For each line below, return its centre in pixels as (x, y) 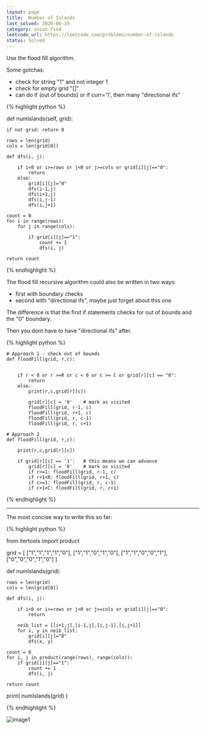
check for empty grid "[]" (47, 88)
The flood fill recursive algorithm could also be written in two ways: (91, 282)
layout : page (23, 12)
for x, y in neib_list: (48, 631)
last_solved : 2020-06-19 (38, 23)
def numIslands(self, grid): (40, 118)
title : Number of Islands (41, 18)
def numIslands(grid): (34, 571)
